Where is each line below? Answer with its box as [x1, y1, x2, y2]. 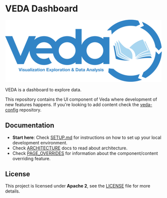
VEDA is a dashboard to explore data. [5, 86, 82, 92]
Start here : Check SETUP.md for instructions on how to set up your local [12, 134, 162, 140]
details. [5, 188, 20, 194]
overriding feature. [12, 155, 51, 161]
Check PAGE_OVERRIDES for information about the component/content [12, 150, 158, 156]
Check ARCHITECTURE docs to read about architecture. [12, 145, 128, 151]
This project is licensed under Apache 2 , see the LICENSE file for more [5, 183, 151, 189]
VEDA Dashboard [5, 3, 78, 14]
